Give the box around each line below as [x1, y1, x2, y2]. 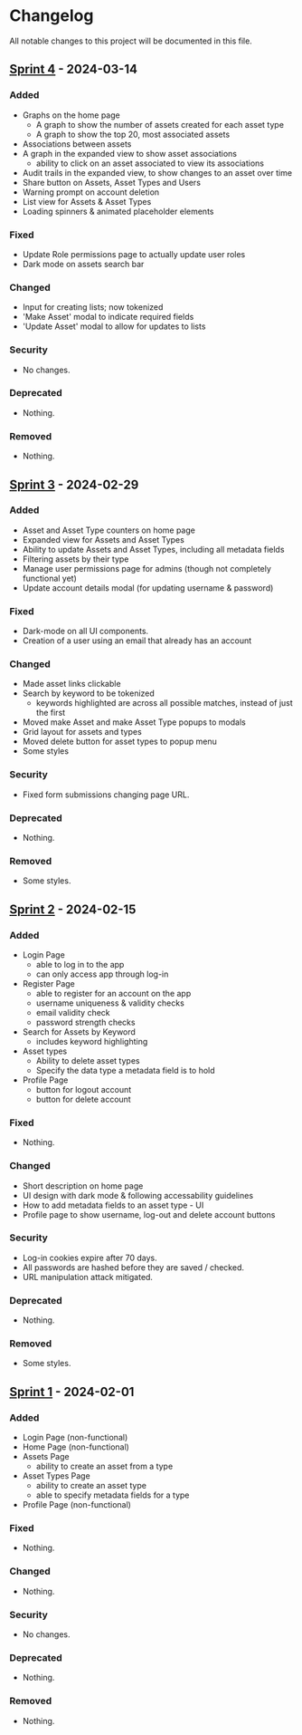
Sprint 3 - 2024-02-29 [9, 477, 139, 492]
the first [35, 708, 66, 718]
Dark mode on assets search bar [22, 258, 145, 269]
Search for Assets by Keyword [22, 1026, 136, 1037]
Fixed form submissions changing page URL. [22, 789, 190, 800]
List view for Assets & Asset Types [22, 196, 152, 207]
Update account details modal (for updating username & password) [22, 582, 274, 593]
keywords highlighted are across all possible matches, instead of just [35, 698, 294, 708]
